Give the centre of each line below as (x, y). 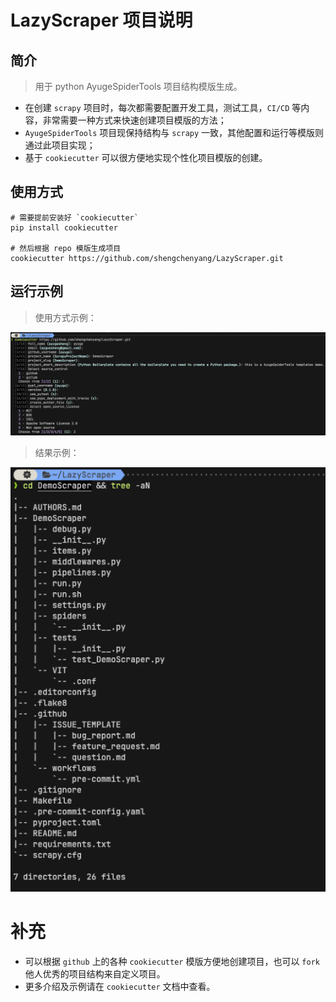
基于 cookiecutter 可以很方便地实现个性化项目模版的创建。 (146, 157)
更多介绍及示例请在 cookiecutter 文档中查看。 (120, 987)
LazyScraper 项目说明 (101, 20)
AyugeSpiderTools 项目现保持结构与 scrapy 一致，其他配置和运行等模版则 (174, 132)
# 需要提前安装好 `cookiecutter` (74, 217)
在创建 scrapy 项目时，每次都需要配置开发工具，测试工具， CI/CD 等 (163, 107)
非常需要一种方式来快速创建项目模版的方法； (134, 120)
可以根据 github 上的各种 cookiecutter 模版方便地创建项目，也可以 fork (172, 962)
